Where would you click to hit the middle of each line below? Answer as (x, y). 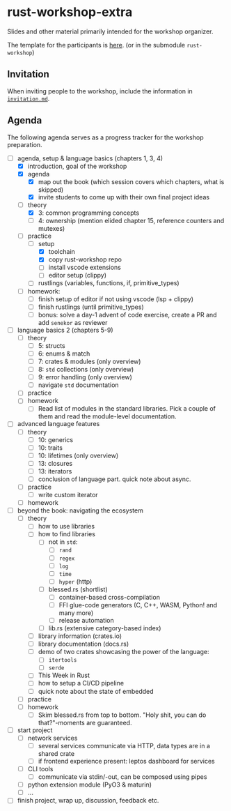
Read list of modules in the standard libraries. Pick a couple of (127, 409)
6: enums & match (64, 354)
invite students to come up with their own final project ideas (124, 197)
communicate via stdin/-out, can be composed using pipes (122, 777)
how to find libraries (67, 534)
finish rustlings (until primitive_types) (91, 307)
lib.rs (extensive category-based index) (105, 628)
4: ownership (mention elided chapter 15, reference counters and (131, 221)
